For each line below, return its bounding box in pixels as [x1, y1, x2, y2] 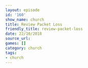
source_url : [5, 36, 31, 41]
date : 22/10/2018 [5, 31, 42, 36]
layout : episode [5, 7, 40, 13]
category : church [5, 46, 42, 51]
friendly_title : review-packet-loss [5, 27, 83, 32]
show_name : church [5, 17, 44, 22]
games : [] [5, 41, 26, 46]
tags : [5, 50, 17, 55]
